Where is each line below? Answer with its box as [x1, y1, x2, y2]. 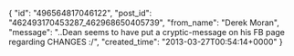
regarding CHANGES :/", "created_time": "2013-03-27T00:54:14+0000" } [8, 36, 284, 47]
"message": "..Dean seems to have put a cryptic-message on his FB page [8, 27, 285, 37]
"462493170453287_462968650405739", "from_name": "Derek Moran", [8, 17, 279, 28]
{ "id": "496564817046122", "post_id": [8, 8, 152, 18]
